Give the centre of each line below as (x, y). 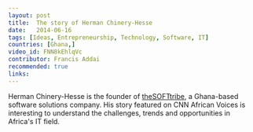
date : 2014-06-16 (40, 30)
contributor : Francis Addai (54, 60)
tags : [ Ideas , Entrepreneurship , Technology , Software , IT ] (109, 37)
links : (19, 74)
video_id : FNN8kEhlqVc (45, 52)
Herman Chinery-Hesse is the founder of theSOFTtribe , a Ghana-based (123, 96)
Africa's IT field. (34, 121)
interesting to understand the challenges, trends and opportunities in (119, 113)
